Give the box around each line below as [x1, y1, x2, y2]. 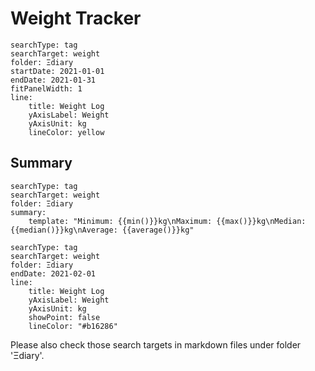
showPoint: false [28, 312, 101, 322]
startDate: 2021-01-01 [10, 66, 105, 76]
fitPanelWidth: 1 [10, 83, 83, 94]
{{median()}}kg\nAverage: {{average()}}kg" [10, 225, 195, 235]
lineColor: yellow [28, 127, 105, 137]
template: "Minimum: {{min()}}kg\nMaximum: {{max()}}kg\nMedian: [28, 216, 307, 226]
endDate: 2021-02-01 [10, 268, 97, 279]
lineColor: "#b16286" [28, 321, 118, 331]
